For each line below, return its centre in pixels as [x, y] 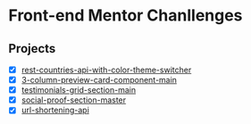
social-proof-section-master [74, 100]
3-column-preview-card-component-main [99, 80]
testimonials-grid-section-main [78, 90]
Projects [32, 49]
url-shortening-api [55, 110]
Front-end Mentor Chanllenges [125, 16]
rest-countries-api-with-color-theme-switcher [106, 70]
